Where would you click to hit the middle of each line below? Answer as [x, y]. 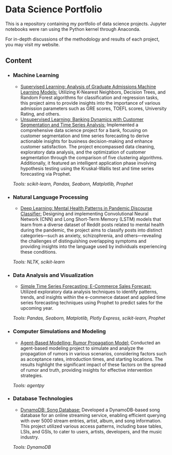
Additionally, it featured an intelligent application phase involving [88, 163]
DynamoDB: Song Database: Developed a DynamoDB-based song [90, 410]
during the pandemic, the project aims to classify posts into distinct [91, 230]
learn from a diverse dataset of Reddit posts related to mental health [92, 224]
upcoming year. [37, 308]
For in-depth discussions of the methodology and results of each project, [82, 39]
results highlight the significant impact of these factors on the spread [93, 364]
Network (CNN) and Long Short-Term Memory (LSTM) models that [91, 219]
